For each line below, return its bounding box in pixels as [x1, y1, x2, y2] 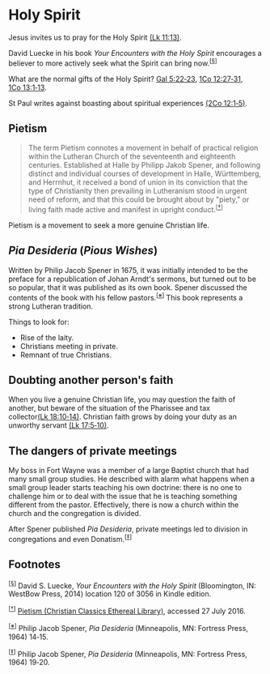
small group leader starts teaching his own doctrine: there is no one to [8, 483, 243, 493]
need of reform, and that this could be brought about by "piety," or [27, 194, 250, 204]
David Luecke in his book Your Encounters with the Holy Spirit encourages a [8, 48, 263, 58]
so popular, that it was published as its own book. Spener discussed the [8, 282, 248, 292]
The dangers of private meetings [8, 444, 178, 458]
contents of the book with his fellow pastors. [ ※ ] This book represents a [8, 291, 243, 302]
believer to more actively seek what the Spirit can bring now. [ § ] [8, 57, 217, 68]
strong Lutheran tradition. [8, 301, 94, 311]
